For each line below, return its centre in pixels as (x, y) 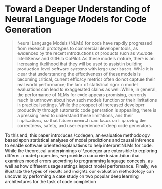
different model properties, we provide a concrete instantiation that (72, 155)
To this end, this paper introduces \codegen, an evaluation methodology (78, 135)
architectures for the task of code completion (51, 181)
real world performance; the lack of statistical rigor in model (77, 84)
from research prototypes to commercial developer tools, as (77, 48)
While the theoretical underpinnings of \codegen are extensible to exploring (81, 150)
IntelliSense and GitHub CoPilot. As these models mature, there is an (86, 58)
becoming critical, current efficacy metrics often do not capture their (86, 79)
